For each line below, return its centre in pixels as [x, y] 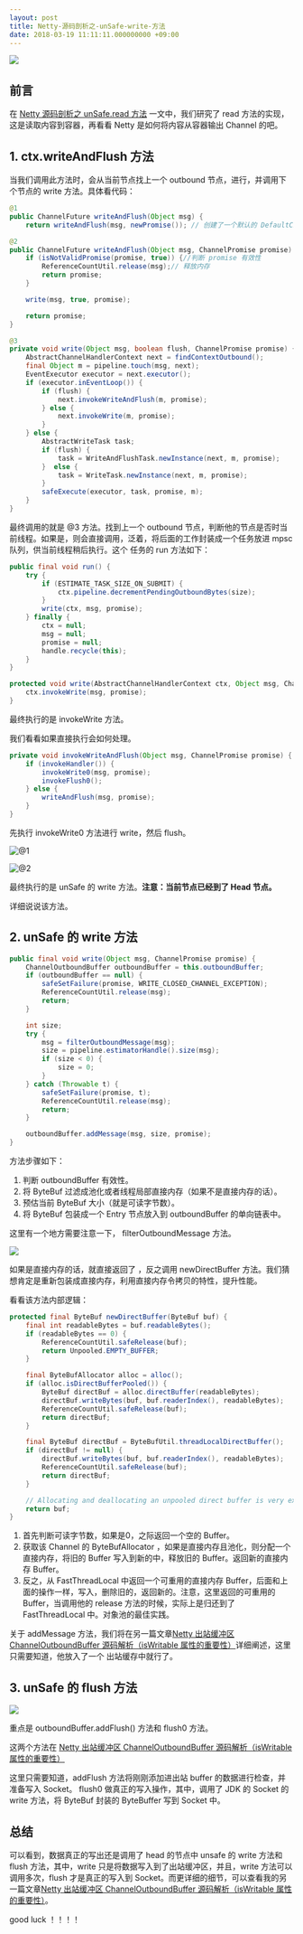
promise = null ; [72, 643]
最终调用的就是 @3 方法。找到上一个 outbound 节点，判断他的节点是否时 [145, 527]
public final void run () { [60, 567]
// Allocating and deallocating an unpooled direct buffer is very [155, 1500]
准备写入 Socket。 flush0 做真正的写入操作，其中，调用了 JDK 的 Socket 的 [149, 1789]
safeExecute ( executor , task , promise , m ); [123, 492]
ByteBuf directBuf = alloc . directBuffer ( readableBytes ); [151, 1393]
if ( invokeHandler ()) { [70, 764]
